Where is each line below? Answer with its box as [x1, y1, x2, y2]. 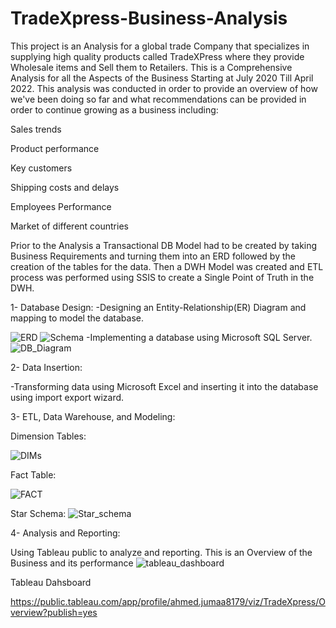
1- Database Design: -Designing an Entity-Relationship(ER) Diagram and [10, 301, 307, 313]
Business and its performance [10, 557, 134, 569]
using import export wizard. [10, 391, 125, 403]
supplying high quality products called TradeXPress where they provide [10, 50, 305, 62]
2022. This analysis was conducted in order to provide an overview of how [10, 82, 318, 94]
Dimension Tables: [10, 430, 87, 442]
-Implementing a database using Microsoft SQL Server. [85, 331, 313, 343]
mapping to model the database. [10, 312, 145, 324]
